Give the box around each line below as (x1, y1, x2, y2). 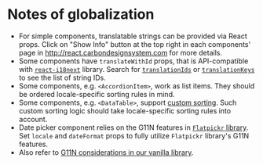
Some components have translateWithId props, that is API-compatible (18, 56, 249, 66)
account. (18, 114, 48, 124)
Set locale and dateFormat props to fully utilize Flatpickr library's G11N (18, 131, 250, 140)
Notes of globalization (7, 5, 155, 23)
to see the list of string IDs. (18, 73, 107, 82)
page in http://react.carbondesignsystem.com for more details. (18, 48, 223, 57)
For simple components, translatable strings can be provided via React (18, 31, 248, 41)
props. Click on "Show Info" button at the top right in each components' (18, 39, 251, 48)
